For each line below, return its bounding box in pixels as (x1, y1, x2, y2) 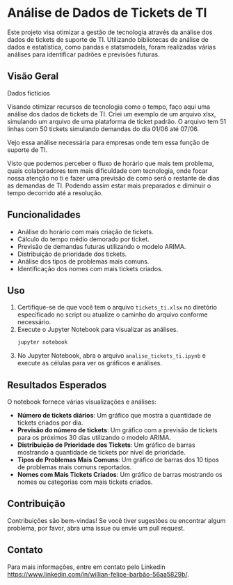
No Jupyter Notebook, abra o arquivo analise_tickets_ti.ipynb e (17, 351, 207, 360)
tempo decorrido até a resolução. (7, 188, 103, 197)
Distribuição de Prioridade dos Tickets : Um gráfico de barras (17, 441, 196, 449)
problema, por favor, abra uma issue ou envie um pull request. (7, 524, 186, 532)
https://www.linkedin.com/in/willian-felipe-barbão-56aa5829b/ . (7, 570, 190, 578)
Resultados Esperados (7, 379, 107, 391)
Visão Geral (7, 70, 59, 82)
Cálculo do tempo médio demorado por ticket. (17, 235, 150, 243)
